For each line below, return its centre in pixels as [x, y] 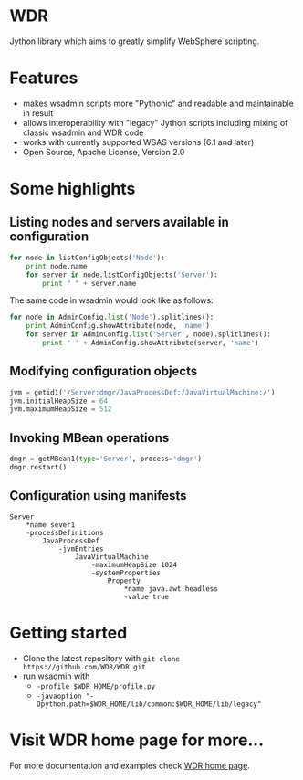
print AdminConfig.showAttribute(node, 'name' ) [118, 326]
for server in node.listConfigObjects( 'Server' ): [122, 275]
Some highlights [73, 189]
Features [44, 78]
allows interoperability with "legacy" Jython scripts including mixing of [155, 122]
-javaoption [59, 696]
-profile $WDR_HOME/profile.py [96, 686]
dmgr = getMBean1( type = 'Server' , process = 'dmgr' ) [106, 459]
